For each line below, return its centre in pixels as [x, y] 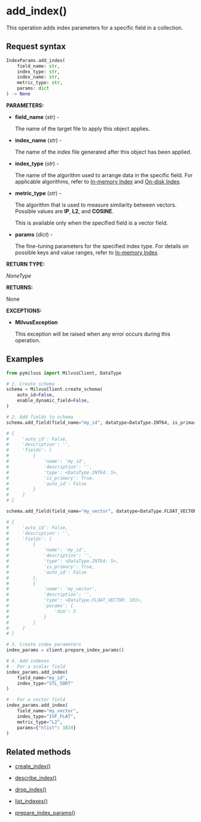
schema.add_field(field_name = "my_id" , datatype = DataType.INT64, [88, 422]
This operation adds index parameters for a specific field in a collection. [95, 28]
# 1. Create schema [31, 384]
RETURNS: [19, 287]
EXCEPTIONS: [24, 310]
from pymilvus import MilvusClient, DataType [64, 373]
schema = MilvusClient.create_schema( [54, 389]
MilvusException [36, 322]
